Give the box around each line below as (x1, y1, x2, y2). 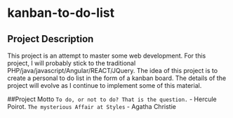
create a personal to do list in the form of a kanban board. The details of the (7, 74, 227, 82)
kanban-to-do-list (7, 5, 114, 21)
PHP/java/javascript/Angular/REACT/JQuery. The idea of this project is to (7, 67, 218, 74)
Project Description (7, 33, 94, 45)
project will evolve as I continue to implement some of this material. (7, 81, 202, 89)
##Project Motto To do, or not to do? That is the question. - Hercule (7, 95, 217, 103)
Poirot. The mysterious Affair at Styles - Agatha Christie (7, 103, 177, 110)
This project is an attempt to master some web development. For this (7, 51, 206, 60)
